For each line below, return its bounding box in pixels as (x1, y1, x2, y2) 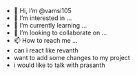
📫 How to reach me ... (13, 37, 78, 44)
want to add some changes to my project (13, 54, 131, 61)
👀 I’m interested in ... (13, 14, 72, 22)
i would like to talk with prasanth (13, 61, 105, 69)
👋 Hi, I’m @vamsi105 (13, 7, 72, 15)
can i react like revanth (13, 46, 79, 55)
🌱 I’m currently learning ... (13, 21, 87, 29)
